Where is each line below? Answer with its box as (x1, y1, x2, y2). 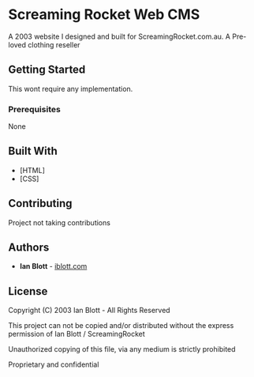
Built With (8, 145, 58, 158)
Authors (8, 241, 50, 254)
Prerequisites (8, 104, 61, 115)
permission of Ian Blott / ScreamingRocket (8, 330, 146, 339)
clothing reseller (27, 40, 80, 49)
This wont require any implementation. (8, 84, 133, 93)
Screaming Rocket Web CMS (8, 6, 200, 24)
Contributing (8, 197, 73, 210)
